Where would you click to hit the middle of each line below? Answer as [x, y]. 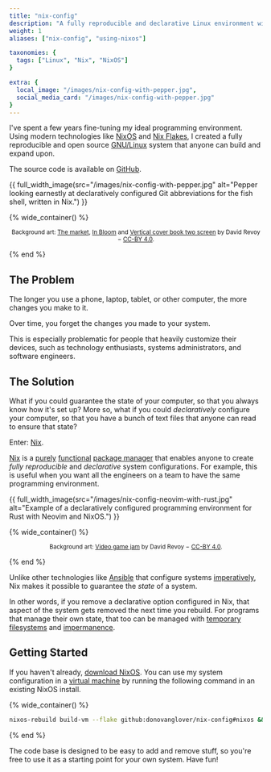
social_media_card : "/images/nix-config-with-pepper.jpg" [116, 98]
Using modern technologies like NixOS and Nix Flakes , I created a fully [126, 136]
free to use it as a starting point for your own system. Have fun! [114, 759]
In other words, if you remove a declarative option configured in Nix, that [129, 601]
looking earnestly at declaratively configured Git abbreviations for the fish [131, 194]
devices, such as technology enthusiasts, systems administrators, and [125, 348]
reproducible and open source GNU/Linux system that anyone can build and [135, 145]
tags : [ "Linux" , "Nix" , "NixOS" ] [72, 61]
